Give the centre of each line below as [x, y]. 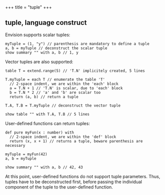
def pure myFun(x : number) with [40, 132]
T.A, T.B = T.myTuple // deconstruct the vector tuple [63, 105]
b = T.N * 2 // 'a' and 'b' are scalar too [55, 92]
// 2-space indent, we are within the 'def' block [63, 137]
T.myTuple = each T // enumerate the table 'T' [55, 79]
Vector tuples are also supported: [39, 62]
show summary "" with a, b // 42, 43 [44, 167]
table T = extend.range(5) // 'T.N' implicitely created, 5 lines [75, 71]
